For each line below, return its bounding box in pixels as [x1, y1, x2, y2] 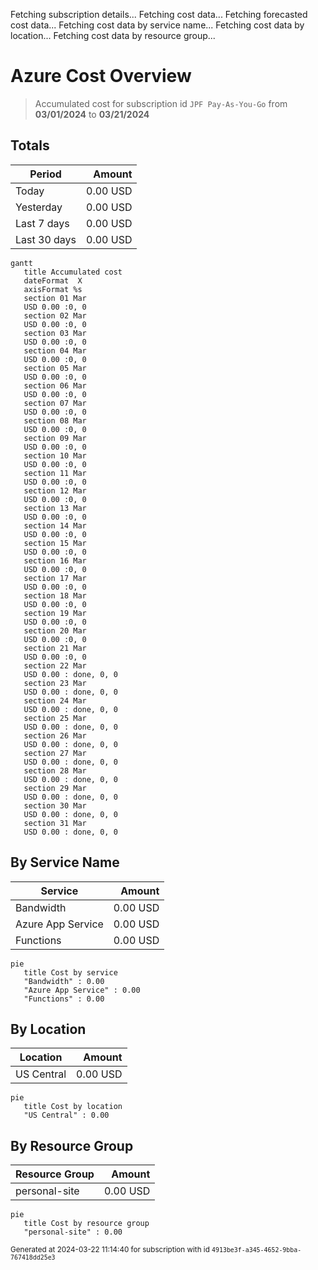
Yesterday [15, 200, 63, 214]
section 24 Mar [23, 695, 87, 706]
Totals [10, 137, 50, 154]
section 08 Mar [23, 415, 87, 426]
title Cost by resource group [23, 1219, 150, 1229]
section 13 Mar [23, 503, 87, 513]
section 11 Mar [23, 468, 87, 478]
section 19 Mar [23, 608, 87, 618]
